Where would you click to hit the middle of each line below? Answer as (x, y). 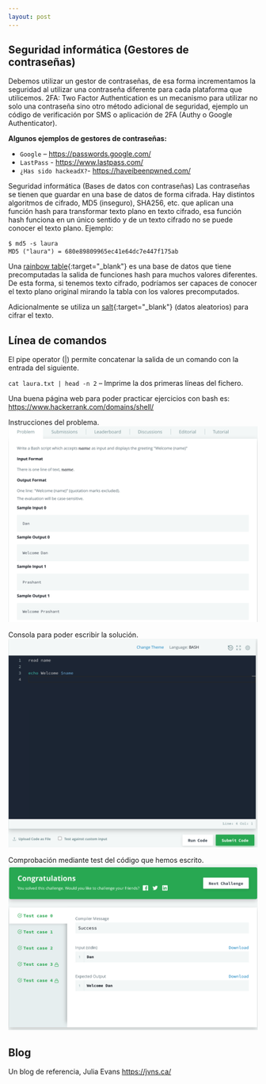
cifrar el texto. (31, 315)
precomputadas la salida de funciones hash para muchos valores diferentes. (133, 275)
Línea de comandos (57, 340)
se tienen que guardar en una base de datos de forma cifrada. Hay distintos (131, 195)
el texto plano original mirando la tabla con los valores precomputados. (124, 292)
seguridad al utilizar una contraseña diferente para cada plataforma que (125, 90)
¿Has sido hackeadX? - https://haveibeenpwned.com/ (105, 171)
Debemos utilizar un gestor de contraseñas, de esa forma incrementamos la (132, 81)
